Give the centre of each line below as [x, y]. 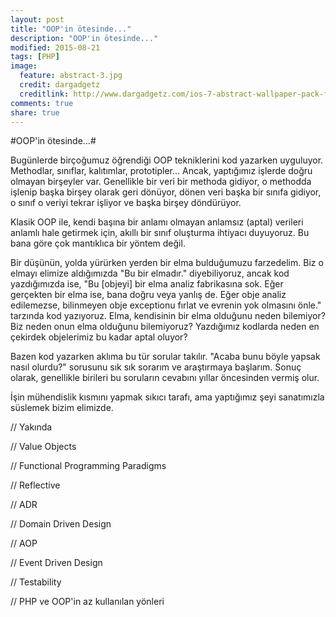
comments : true [42, 103]
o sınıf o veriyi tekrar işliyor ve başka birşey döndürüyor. [126, 203]
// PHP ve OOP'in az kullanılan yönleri [87, 602]
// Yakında [31, 427]
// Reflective [35, 485]
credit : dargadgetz [60, 85]
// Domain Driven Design [61, 524]
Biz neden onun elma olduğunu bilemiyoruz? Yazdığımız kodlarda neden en [165, 327]
